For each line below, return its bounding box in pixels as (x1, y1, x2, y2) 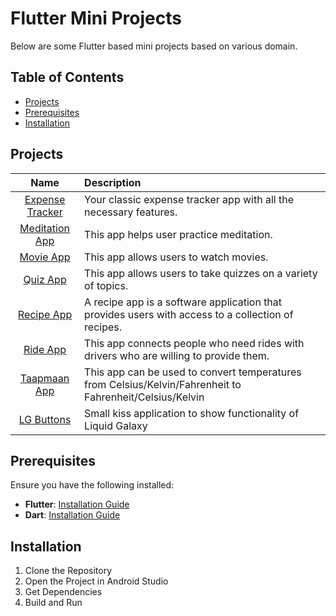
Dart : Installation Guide (24, 509, 121, 521)
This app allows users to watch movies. (84, 250, 269, 264)
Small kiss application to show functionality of (84, 406, 300, 420)
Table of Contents (10, 69, 125, 86)
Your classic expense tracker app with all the (84, 192, 294, 206)
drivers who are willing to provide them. (84, 348, 270, 362)
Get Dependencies (24, 586, 103, 598)
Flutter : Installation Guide (24, 498, 130, 511)
